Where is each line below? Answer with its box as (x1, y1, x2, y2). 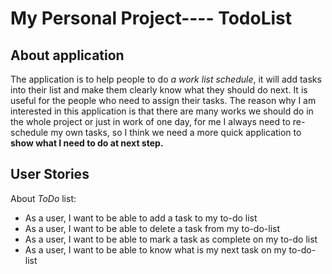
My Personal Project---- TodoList (10, 7, 293, 30)
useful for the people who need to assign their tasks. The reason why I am (10, 95, 317, 106)
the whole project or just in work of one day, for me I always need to (10, 116, 291, 127)
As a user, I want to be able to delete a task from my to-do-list (24, 222, 280, 234)
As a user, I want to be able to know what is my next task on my (24, 243, 287, 256)
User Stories (10, 166, 90, 183)
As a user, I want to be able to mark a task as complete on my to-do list (24, 233, 318, 245)
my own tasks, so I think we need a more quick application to (50, 127, 302, 138)
